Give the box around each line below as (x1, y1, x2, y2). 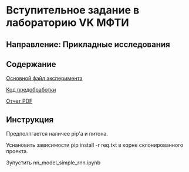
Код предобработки (6, 86, 56, 93)
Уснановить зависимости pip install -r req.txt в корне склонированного (6, 141, 184, 149)
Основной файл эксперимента (6, 75, 83, 82)
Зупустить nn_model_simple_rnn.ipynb (6, 159, 101, 166)
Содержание (6, 59, 57, 69)
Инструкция (6, 114, 54, 124)
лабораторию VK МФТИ (6, 16, 129, 29)
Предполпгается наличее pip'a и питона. (6, 130, 109, 137)
